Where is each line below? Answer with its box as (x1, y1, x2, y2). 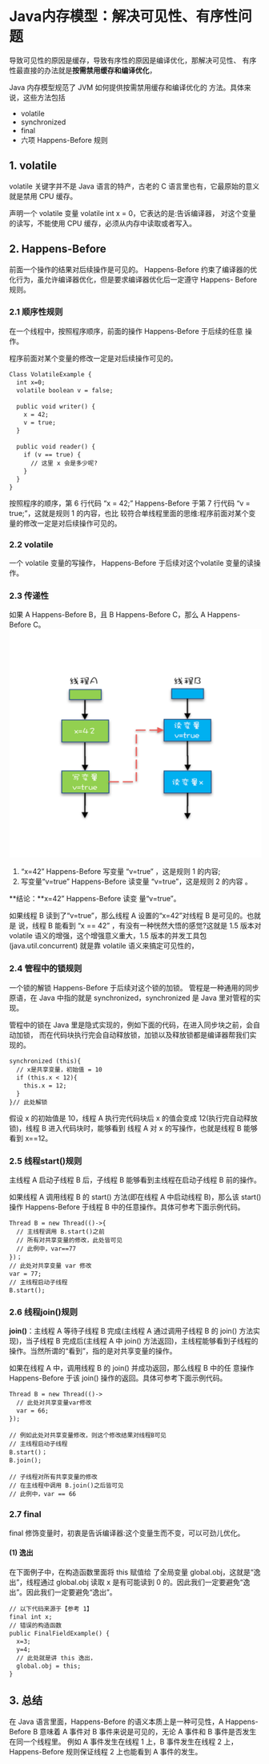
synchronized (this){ (9, 1057, 82, 1065)
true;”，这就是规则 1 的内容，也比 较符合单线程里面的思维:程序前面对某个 (9, 508, 249, 518)
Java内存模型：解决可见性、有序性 (9, 7, 239, 26)
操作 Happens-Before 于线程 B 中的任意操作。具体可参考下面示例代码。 (9, 1202, 245, 1212)
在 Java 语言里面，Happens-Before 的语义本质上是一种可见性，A (9, 1717, 224, 1726)
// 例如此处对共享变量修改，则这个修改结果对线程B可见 (9, 1432, 167, 1440)
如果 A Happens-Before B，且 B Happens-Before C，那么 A (9, 610, 207, 620)
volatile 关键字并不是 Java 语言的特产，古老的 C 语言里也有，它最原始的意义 (9, 181, 259, 191)
